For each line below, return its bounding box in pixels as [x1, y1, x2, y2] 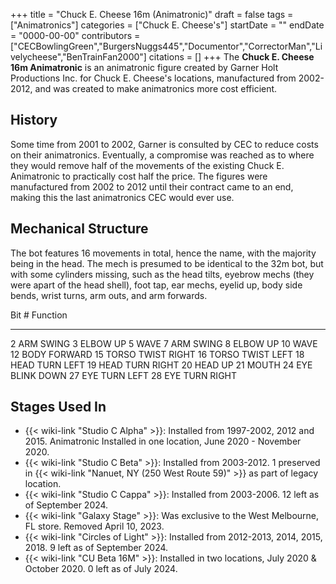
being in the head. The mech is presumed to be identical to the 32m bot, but [10, 257, 324, 269]
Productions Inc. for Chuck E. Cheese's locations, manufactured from [10, 72, 297, 84]
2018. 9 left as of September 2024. [24, 542, 169, 554]
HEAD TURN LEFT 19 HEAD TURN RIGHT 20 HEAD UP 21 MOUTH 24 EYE [10, 359, 313, 371]
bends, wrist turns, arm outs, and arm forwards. [10, 289, 208, 301]
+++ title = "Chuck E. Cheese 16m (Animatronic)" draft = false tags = [10, 9, 294, 20]
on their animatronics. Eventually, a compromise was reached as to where [10, 149, 315, 161]
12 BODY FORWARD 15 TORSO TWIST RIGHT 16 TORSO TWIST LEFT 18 [10, 348, 305, 360]
